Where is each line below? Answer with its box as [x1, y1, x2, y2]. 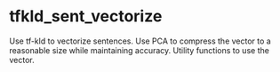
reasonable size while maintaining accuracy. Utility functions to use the [9, 44, 269, 55]
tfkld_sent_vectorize [9, 6, 163, 27]
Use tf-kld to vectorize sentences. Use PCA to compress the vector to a [9, 36, 271, 46]
